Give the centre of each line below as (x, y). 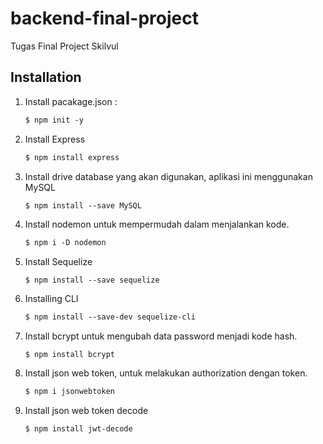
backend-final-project (104, 18)
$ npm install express (72, 157)
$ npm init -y (54, 120)
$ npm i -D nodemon (65, 243)
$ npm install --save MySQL (83, 205)
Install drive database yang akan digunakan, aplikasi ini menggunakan (168, 176)
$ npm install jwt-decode (78, 429)
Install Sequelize (58, 262)
